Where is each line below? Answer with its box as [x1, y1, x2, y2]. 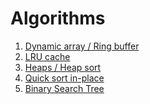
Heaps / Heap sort [24, 61, 102, 73]
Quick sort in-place [24, 72, 105, 84]
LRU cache [24, 50, 71, 62]
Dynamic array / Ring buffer [24, 40, 140, 52]
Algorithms [10, 7, 106, 30]
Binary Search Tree [24, 82, 105, 94]
